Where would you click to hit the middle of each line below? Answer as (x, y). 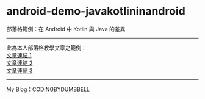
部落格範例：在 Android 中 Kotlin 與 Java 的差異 (66, 29)
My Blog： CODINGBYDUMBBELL (48, 89)
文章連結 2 (20, 63)
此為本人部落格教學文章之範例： (46, 48)
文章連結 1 (19, 55)
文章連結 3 (20, 70)
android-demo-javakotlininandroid (96, 11)
